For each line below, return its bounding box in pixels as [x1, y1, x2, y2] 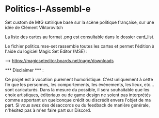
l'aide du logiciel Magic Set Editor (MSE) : [5, 48, 88, 54]
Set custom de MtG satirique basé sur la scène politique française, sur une [5, 19, 154, 25]
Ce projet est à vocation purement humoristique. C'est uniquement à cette [5, 76, 154, 82]
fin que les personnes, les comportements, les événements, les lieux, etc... [5, 81, 154, 88]
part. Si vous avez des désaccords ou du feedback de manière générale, [5, 102, 150, 108]
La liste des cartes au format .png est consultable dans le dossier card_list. [5, 34, 155, 40]
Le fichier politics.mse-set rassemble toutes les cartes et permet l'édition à [5, 43, 155, 49]
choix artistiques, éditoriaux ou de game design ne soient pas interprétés [5, 92, 151, 98]
